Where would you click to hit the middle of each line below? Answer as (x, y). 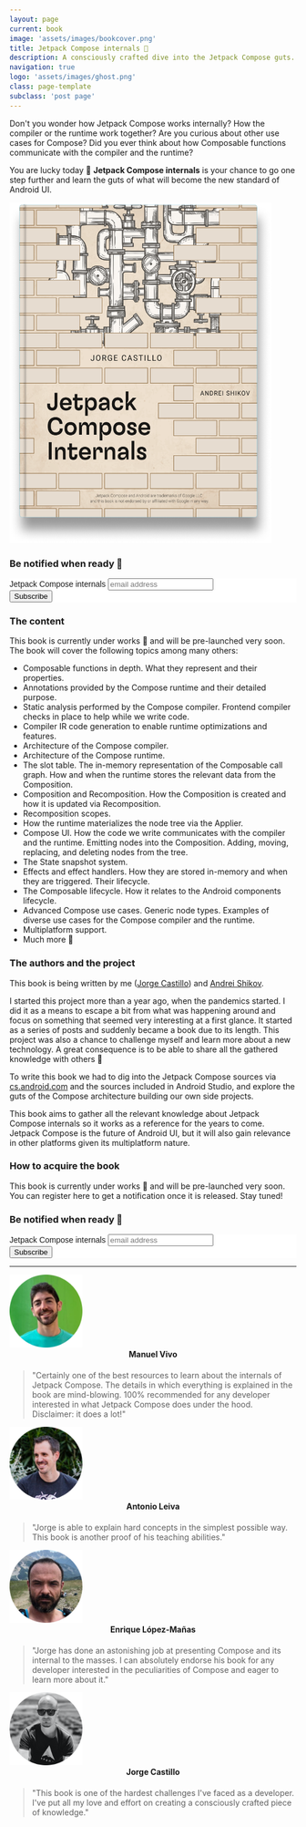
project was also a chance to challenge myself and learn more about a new (150, 1039)
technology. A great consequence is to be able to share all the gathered (143, 1049)
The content (37, 621)
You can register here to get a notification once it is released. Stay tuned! (147, 1195)
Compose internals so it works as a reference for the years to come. (137, 1123)
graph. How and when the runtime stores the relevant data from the (149, 775)
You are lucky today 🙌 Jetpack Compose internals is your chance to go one (153, 170)
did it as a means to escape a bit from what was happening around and (143, 1010)
